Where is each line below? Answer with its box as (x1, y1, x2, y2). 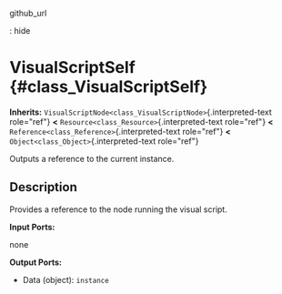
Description (9, 179, 77, 195)
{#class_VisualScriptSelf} (9, 76, 208, 97)
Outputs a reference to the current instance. (9, 153, 175, 164)
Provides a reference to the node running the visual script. (9, 204, 227, 215)
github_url (9, 8, 47, 18)
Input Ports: (9, 221, 55, 232)
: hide (9, 25, 31, 35)
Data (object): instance (22, 274, 109, 285)
